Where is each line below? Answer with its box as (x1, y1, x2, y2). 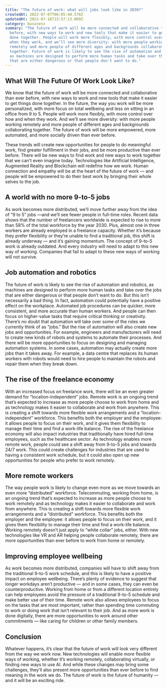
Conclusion (5, 632, 42, 641)
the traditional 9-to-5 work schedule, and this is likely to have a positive (5, 571, 152, 577)
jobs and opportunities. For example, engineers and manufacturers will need (5, 329, 162, 335)
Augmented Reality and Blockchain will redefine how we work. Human (5, 163, 149, 169)
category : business (5, 21, 46, 26)
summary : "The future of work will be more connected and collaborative (5, 26, 159, 31)
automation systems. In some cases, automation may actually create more (5, 345, 157, 351)
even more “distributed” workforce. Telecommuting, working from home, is (5, 490, 159, 496)
